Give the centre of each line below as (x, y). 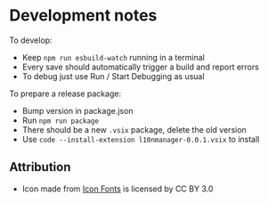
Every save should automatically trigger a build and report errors (141, 67)
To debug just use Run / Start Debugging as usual (113, 76)
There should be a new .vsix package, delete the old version (134, 129)
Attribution (40, 167)
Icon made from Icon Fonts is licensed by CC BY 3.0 (118, 189)
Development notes (83, 16)
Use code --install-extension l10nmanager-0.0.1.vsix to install (141, 139)
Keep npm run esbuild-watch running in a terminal (113, 57)
